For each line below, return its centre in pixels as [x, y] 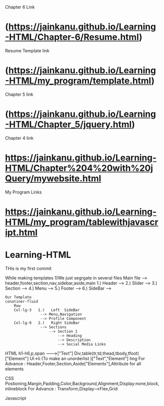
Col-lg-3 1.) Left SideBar [47, 310]
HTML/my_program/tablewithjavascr [82, 222]
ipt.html [21, 232]
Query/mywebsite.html [53, 178]
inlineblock [16, 388]
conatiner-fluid [22, 301]
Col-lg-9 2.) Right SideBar [47, 323]
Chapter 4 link [19, 138]
